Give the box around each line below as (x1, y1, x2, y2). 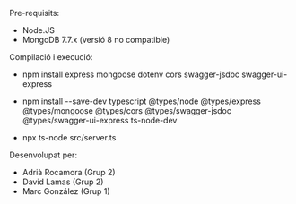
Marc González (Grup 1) (22, 186, 110, 196)
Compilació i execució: (9, 52, 93, 62)
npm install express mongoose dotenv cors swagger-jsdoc (22, 69, 240, 80)
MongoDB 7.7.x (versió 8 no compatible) (22, 35, 170, 45)
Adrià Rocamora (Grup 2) (22, 167, 116, 177)
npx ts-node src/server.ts (22, 132, 117, 142)
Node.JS (22, 25, 56, 35)
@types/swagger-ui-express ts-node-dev (22, 115, 178, 125)
